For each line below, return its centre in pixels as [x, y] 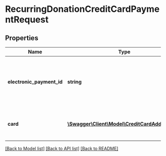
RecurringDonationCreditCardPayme [82, 9]
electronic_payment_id [35, 82]
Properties [22, 38]
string [75, 82]
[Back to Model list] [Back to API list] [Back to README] [62, 149]
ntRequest [27, 20]
